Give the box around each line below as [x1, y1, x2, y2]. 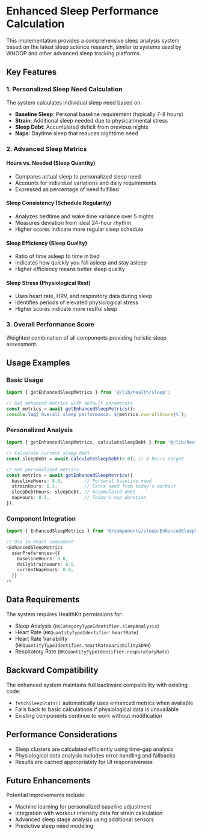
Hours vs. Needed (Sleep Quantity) [6, 159, 96, 167]
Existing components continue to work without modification [14, 712, 162, 719]
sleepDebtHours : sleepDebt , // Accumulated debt [11, 489, 136, 495]
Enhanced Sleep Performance [6, 4, 159, 18]
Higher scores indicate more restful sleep [14, 305, 118, 313]
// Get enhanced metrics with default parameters [6, 400, 133, 406]
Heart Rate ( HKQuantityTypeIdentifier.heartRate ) [14, 628, 139, 635]
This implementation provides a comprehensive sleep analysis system [6, 37, 180, 44]
